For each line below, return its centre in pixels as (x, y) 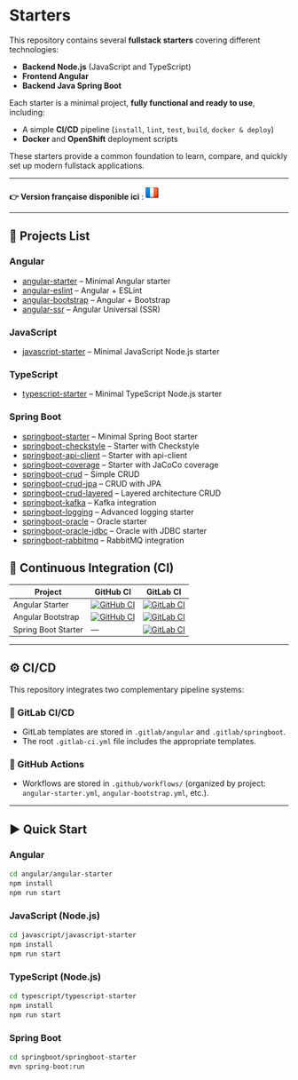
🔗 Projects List (50, 236)
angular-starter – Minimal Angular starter (96, 281)
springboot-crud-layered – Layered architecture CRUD (122, 493)
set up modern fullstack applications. (77, 165)
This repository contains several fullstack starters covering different (135, 40)
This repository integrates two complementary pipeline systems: (127, 689)
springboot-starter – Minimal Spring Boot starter (110, 436)
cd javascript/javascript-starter (73, 935)
